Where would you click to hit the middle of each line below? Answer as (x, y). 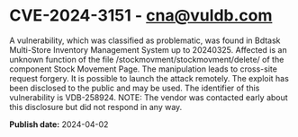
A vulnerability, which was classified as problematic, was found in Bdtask (145, 40)
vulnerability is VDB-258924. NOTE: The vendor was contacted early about (149, 97)
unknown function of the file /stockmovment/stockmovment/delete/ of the (147, 59)
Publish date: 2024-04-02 (59, 124)
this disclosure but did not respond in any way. (96, 107)
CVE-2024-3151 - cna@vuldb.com (141, 16)
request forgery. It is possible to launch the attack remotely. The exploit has (149, 78)
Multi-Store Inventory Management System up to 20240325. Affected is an (148, 49)
